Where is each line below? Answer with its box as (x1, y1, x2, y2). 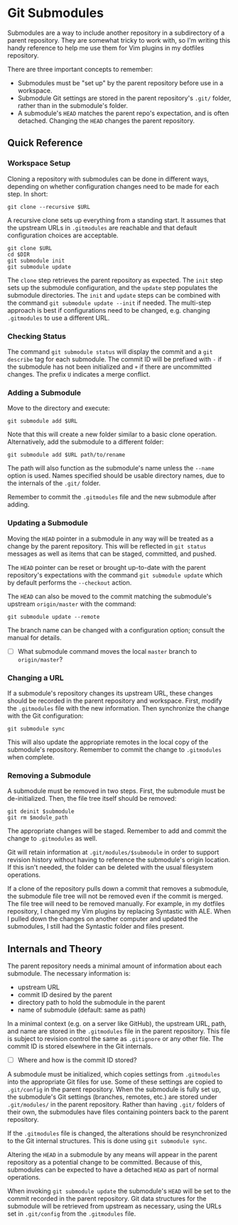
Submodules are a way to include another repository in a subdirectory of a (7, 28, 225, 37)
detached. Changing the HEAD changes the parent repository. (17, 116, 195, 125)
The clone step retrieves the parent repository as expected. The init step (7, 276, 223, 284)
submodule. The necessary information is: (7, 968, 131, 978)
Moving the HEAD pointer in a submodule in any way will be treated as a (7, 534, 214, 543)
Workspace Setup (7, 158, 71, 168)
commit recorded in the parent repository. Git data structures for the (7, 1194, 207, 1203)
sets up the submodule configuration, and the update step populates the (7, 283, 218, 292)
